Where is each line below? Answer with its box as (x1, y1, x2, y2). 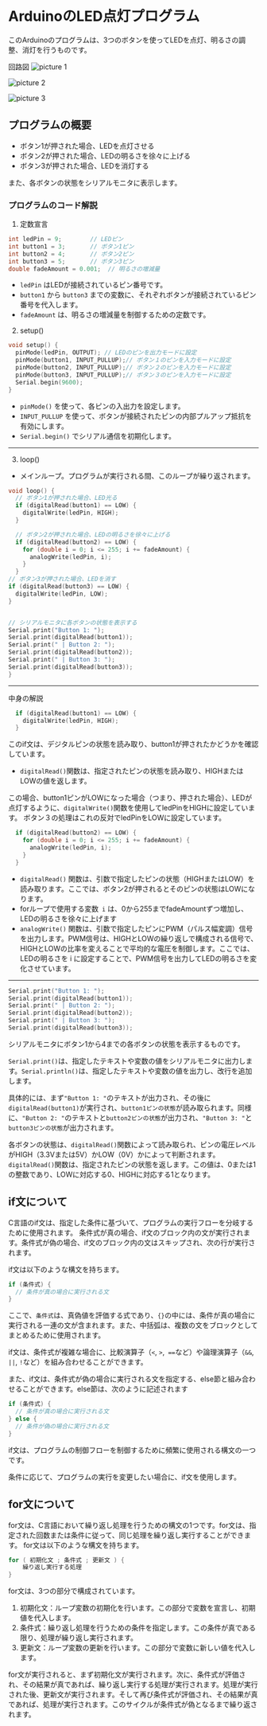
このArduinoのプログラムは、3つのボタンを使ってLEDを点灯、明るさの (8, 35, 239, 45)
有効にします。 (19, 421, 69, 431)
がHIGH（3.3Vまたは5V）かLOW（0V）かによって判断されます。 (8, 1150, 220, 1159)
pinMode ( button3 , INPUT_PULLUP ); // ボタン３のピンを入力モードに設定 (15, 371, 232, 379)
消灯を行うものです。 (21, 45, 91, 54)
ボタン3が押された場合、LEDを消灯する (19, 161, 149, 170)
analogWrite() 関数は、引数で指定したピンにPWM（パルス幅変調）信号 (19, 924, 253, 933)
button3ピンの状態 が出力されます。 (8, 1123, 118, 1132)
